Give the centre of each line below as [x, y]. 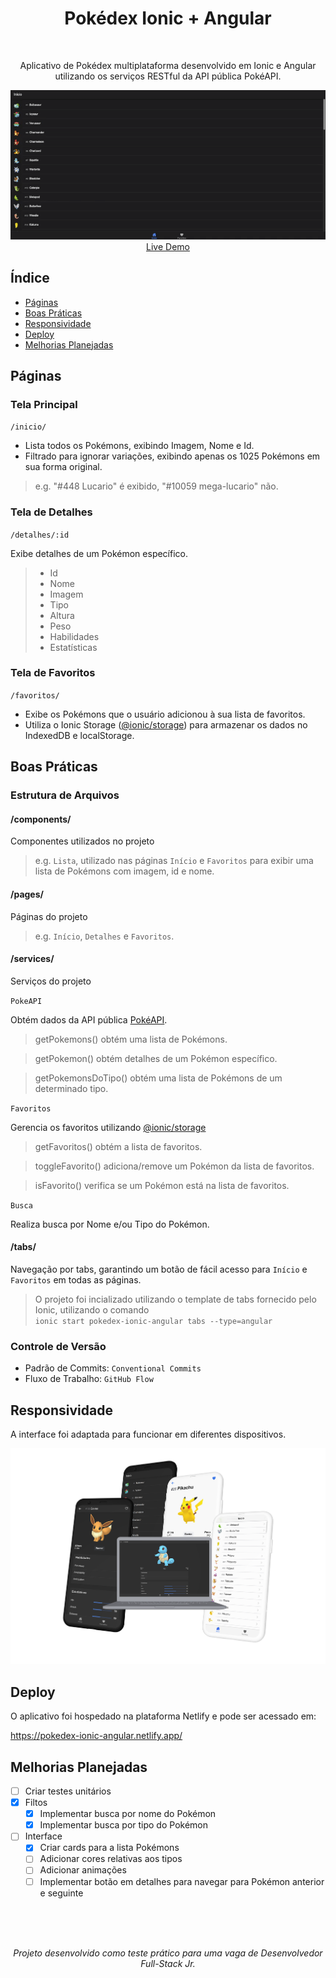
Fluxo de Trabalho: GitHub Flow [89, 1379]
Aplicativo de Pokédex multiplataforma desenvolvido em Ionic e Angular [168, 65]
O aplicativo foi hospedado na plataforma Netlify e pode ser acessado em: [163, 1716]
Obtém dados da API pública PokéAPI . [89, 1019]
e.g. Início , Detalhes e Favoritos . [104, 936]
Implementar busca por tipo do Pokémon [123, 1825]
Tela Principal [44, 404]
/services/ [32, 959]
